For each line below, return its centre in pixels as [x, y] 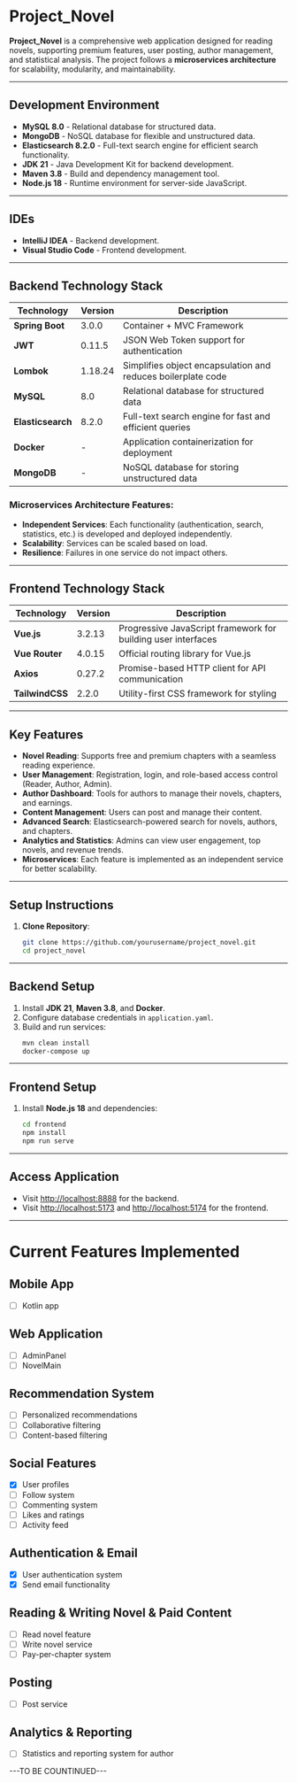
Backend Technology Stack [86, 286]
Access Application [64, 1177]
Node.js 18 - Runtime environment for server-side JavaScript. [134, 182]
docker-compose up [56, 1051]
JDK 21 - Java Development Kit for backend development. [128, 164]
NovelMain [42, 1365]
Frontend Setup [53, 1087]
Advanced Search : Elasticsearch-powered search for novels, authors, [150, 822]
